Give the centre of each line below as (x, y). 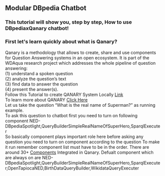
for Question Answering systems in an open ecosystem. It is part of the (77, 58)
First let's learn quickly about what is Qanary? (61, 42)
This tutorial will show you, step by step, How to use (68, 22)
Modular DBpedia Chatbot (46, 8)
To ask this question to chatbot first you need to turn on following (71, 115)
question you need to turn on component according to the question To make (82, 142)
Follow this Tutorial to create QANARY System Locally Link (64, 94)
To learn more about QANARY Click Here (46, 100)
